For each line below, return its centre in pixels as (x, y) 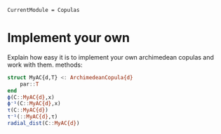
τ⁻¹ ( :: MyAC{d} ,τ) (33, 117)
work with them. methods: (45, 65)
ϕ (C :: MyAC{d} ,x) (31, 97)
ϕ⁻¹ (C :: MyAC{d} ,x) (34, 104)
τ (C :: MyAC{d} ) (28, 110)
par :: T (29, 84)
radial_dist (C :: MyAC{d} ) (43, 123)
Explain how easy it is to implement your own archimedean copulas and (110, 57)
